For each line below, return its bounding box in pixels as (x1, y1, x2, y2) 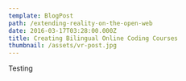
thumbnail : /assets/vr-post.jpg (8, 42, 117, 50)
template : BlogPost (8, 11, 74, 20)
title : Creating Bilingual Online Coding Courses (8, 34, 179, 43)
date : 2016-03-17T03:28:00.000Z (8, 26, 117, 34)
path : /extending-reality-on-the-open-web (8, 19, 153, 27)
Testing (8, 63, 34, 73)
